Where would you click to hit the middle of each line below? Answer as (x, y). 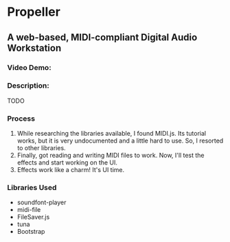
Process (21, 119)
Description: (28, 86)
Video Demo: (29, 67)
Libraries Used (32, 188)
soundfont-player (42, 202)
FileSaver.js (33, 217)
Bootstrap (31, 232)
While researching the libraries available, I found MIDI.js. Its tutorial (112, 134)
